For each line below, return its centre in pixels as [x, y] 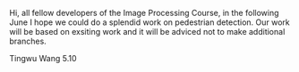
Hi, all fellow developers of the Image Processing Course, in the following [144, 13]
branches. [28, 41]
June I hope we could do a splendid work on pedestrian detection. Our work [150, 22]
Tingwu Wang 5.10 [43, 58]
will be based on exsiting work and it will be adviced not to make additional [147, 32]
